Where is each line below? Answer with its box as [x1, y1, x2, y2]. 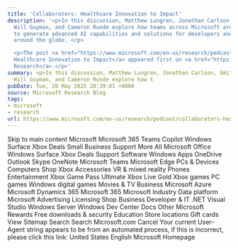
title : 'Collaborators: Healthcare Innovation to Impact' [7, 10, 182, 18]
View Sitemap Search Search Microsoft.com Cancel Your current [7, 218, 196, 226]
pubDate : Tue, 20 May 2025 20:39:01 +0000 [7, 82, 135, 89]
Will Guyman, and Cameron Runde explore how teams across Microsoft [13, 23, 220, 30]
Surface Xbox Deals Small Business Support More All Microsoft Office [7, 142, 211, 151]
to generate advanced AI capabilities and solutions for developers [13, 30, 220, 38]
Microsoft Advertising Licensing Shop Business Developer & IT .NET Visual [7, 195, 225, 203]
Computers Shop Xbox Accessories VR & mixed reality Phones [7, 164, 190, 174]
